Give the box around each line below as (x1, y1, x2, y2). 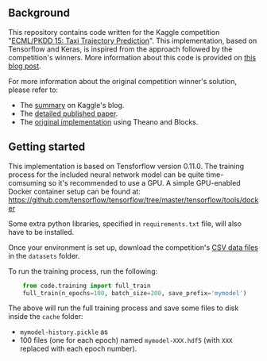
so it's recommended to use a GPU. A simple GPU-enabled (48, 178, 241, 187)
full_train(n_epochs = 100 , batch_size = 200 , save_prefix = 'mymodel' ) (22, 289, 247, 297)
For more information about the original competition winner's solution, (8, 76, 237, 86)
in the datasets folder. (8, 251, 80, 260)
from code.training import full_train (22, 282, 151, 290)
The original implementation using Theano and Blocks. (19, 117, 199, 126)
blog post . (8, 61, 41, 71)
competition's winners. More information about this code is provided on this (8, 52, 257, 62)
